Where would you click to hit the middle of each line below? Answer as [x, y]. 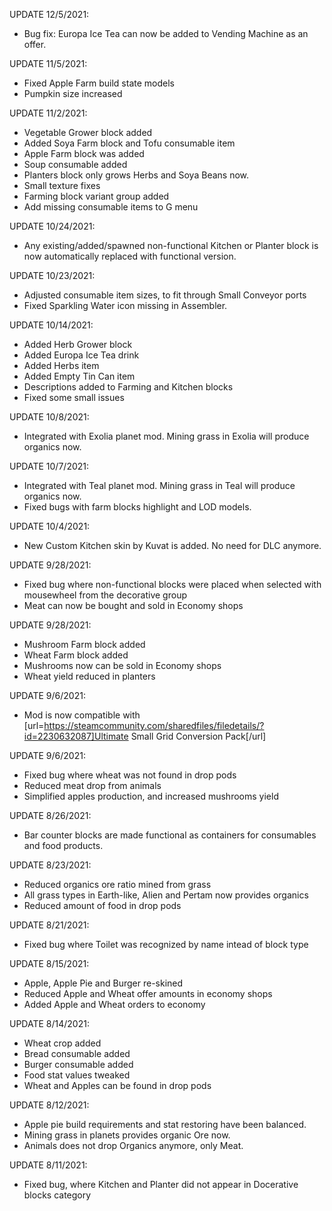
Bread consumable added [77, 1053]
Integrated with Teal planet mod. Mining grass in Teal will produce [159, 485]
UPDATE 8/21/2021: [49, 925]
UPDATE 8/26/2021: [50, 815]
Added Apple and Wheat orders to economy [114, 1004]
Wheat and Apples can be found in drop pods [117, 1085]
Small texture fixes [62, 185]
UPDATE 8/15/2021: [49, 963]
